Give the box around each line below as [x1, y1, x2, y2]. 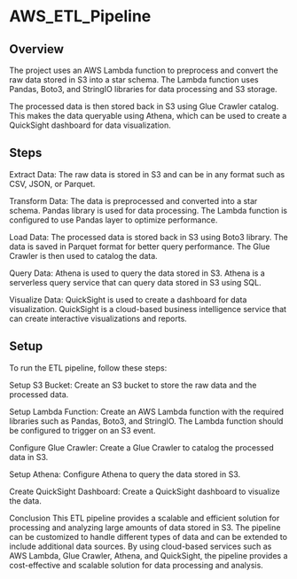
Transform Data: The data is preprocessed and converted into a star [9, 195, 258, 206]
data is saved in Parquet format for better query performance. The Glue [9, 241, 270, 252]
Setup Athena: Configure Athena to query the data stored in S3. [9, 468, 241, 480]
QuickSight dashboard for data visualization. [9, 120, 171, 130]
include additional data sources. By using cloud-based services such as [9, 541, 272, 552]
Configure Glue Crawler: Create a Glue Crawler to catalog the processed [9, 442, 275, 453]
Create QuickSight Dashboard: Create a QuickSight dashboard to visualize [9, 486, 281, 497]
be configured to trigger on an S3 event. [9, 425, 156, 435]
